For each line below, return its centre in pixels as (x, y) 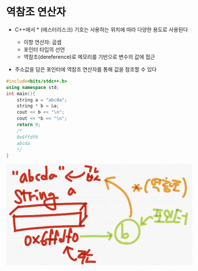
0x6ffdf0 (27, 137)
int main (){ (21, 94)
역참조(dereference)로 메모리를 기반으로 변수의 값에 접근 (89, 57)
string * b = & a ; (38, 106)
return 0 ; (29, 125)
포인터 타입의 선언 (44, 49)
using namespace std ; (33, 87)
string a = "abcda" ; (42, 100)
